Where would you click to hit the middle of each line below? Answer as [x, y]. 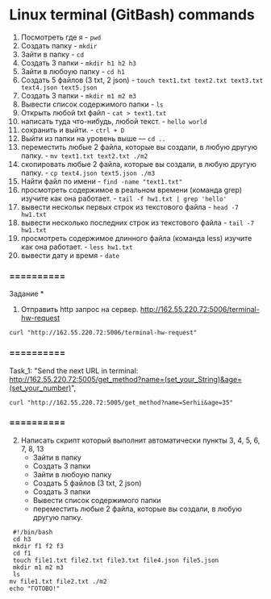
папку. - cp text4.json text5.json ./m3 [88, 173]
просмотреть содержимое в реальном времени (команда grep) [131, 189]
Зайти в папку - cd [52, 54]
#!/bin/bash [33, 532]
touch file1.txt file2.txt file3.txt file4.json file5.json [116, 560]
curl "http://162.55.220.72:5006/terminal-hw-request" [103, 333]
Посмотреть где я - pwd [61, 37]
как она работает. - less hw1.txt [77, 247]
